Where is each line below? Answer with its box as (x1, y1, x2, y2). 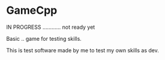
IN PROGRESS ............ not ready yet (6, 23, 95, 31)
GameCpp (6, 4, 58, 17)
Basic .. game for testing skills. (6, 35, 82, 42)
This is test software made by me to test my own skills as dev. (6, 46, 159, 54)
